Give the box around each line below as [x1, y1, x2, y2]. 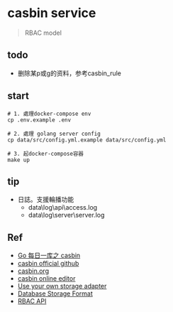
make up [7, 156, 30, 163]
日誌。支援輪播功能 [17, 195, 74, 204]
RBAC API [17, 297, 47, 306]
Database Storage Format [17, 289, 94, 298]
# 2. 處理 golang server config [7, 130, 101, 137]
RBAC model [24, 28, 62, 37]
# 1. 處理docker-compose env [7, 110, 91, 117]
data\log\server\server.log [28, 211, 105, 220]
